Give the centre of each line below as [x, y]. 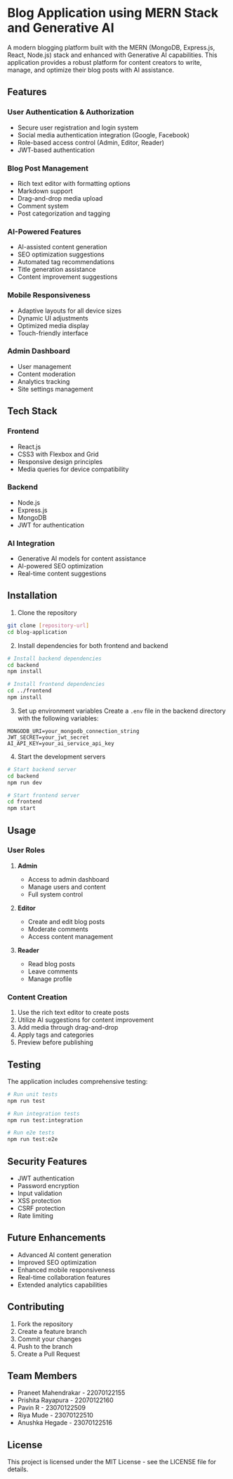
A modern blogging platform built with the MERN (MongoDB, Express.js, [111, 47]
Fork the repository [45, 1324]
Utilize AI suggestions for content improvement [86, 1020]
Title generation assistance [56, 270]
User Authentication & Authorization [71, 112]
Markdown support [45, 191]
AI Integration [31, 543]
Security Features [47, 1161]
